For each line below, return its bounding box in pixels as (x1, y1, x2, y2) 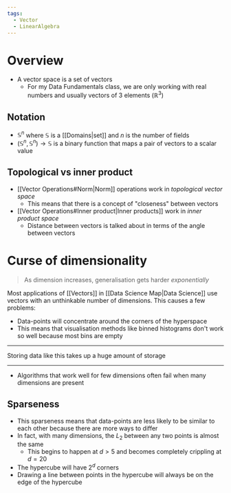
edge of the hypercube (16, 478, 82, 486)
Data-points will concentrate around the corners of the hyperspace (16, 317, 208, 325)
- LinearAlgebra (13, 23, 60, 30)
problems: (7, 304, 36, 312)
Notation (7, 112, 46, 123)
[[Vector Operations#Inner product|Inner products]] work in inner (16, 207, 202, 215)
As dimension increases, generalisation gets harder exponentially (23, 275, 210, 284)
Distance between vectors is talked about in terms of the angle (27, 221, 206, 229)
